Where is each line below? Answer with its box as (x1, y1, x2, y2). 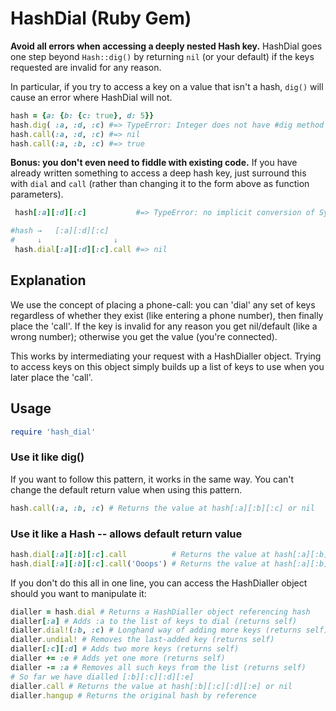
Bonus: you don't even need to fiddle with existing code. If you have (10, 157, 298, 169)
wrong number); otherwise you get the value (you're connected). (10, 330, 278, 342)
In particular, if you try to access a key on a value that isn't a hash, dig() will (10, 80, 324, 92)
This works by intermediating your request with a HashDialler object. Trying (10, 350, 322, 362)
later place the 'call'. (10, 371, 93, 383)
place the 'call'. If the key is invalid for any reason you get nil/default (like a (10, 320, 318, 332)
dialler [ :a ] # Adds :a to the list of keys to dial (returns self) (10, 616, 298, 626)
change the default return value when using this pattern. (10, 483, 243, 496)
